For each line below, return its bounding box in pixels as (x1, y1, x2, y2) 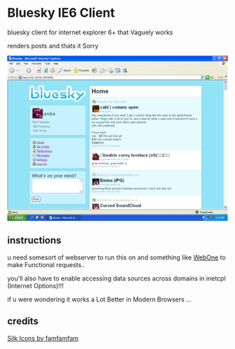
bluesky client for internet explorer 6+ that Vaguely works (7, 28, 173, 36)
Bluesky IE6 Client (7, 5, 115, 21)
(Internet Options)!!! (7, 281, 64, 290)
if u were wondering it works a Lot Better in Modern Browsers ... (7, 295, 192, 304)
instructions (7, 234, 62, 246)
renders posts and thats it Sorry (7, 41, 99, 50)
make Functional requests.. (7, 260, 85, 269)
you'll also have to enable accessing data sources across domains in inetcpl (7, 274, 226, 283)
